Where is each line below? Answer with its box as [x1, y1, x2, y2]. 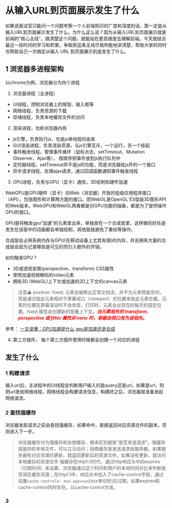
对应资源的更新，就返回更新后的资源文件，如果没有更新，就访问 [31, 452, 166, 458]
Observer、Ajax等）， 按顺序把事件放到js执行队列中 [12, 155, 121, 161]
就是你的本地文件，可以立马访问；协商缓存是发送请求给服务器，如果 [17, 445, 162, 452]
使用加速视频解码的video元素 [12, 271, 74, 278]
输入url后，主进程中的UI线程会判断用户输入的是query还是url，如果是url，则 [5, 382, 165, 388]
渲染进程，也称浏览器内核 [12, 125, 67, 131]
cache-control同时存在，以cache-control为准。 [17, 484, 118, 490]
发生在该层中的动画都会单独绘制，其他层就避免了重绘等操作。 [5, 226, 136, 232]
